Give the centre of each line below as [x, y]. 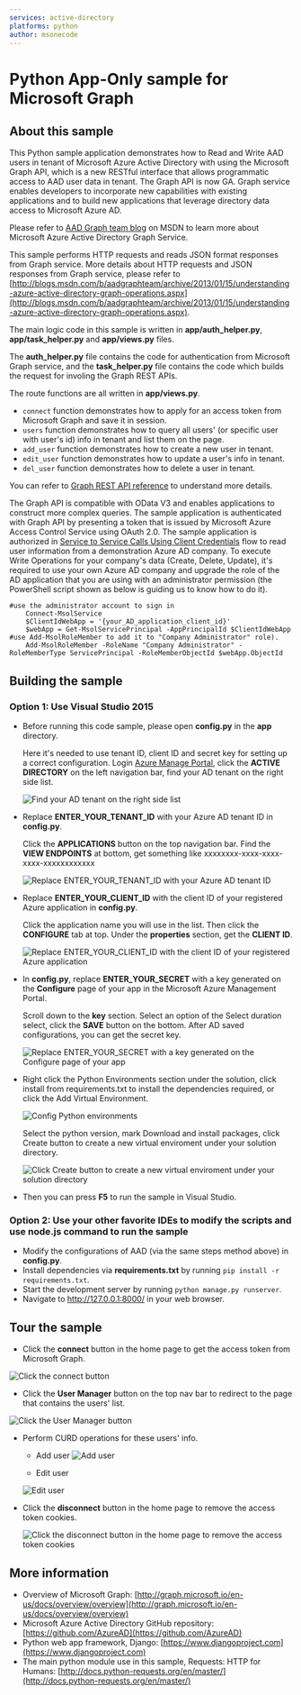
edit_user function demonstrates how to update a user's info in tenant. [154, 459]
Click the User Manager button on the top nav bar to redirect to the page [157, 1394]
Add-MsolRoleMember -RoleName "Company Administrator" [130, 645]
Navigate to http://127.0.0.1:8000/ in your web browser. [123, 1299]
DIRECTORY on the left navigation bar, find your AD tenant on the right [153, 772]
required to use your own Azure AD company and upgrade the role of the [145, 570]
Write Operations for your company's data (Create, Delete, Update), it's [141, 560]
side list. [38, 782]
